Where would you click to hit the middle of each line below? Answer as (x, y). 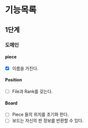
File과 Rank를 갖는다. (32, 91)
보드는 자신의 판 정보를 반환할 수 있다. (48, 121)
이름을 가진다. (25, 68)
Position (14, 80)
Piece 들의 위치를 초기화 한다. (40, 115)
